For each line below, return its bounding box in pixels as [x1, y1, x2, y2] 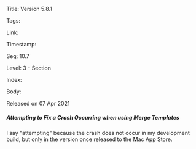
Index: [6, 76, 23, 83]
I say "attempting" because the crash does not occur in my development [6, 129, 190, 136]
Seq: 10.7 [6, 53, 29, 60]
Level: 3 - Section [6, 64, 51, 71]
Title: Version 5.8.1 [6, 5, 52, 12]
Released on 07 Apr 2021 [6, 100, 70, 107]
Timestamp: [6, 41, 37, 48]
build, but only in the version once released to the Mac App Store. [6, 136, 173, 143]
